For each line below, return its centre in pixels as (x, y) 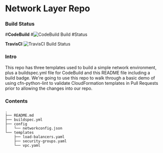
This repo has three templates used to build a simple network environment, (81, 67)
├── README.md (20, 116)
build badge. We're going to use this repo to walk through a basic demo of (80, 78)
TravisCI (14, 44)
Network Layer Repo (48, 9)
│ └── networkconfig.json (34, 128)
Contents (16, 101)
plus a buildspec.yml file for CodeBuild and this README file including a (78, 73)
